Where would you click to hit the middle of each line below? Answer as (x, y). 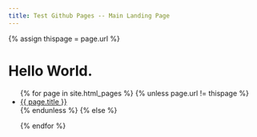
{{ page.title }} (43, 102)
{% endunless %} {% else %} (68, 110)
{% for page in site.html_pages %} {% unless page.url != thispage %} (135, 93)
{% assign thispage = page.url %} (64, 38)
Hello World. (50, 71)
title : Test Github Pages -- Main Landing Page (89, 16)
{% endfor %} (43, 126)
